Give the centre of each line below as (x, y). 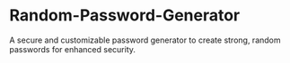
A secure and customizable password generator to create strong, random (145, 40)
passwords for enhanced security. (73, 49)
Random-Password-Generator (125, 16)
